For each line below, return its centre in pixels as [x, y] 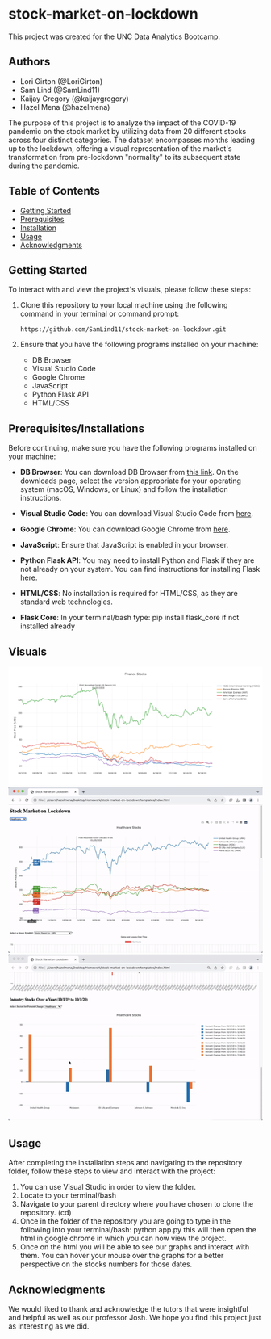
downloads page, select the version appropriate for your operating [131, 481]
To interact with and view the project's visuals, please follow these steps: [130, 290]
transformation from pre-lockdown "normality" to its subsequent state [125, 157]
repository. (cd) [46, 1213]
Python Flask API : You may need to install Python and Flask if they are [137, 560]
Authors [29, 62]
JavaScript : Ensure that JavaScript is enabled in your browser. [124, 545]
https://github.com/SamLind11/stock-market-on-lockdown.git [123, 330]
